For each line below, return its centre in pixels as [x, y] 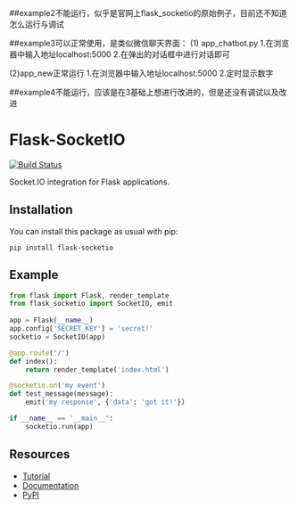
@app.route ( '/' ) [39, 353]
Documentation [50, 485]
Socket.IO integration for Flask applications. [90, 182]
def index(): [33, 361]
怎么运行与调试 [37, 24]
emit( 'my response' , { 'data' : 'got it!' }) [105, 402]
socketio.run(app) [59, 426]
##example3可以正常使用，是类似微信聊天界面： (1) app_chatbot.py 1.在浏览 [149, 43]
